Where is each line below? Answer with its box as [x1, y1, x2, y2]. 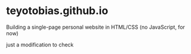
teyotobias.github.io [6, 4, 108, 18]
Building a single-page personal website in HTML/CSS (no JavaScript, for [6, 23, 185, 31]
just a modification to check [6, 41, 74, 48]
